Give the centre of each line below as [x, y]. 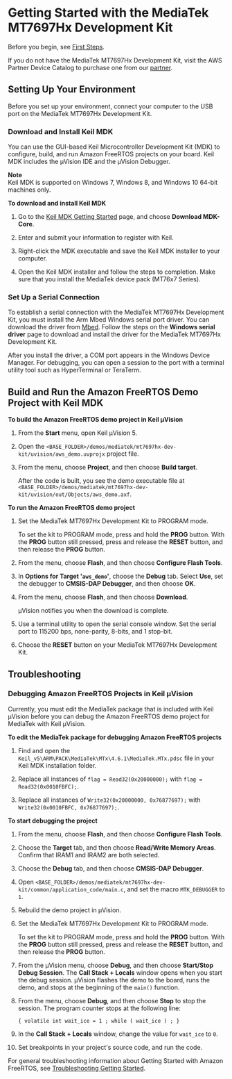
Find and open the [44, 750]
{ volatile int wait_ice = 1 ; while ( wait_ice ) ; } [99, 1021]
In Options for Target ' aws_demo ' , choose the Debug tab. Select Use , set [121, 576]
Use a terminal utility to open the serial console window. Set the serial [117, 624]
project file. [123, 454]
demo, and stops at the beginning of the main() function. [99, 987]
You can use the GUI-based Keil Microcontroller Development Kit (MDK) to [114, 147]
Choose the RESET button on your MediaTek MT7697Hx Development [117, 645]
